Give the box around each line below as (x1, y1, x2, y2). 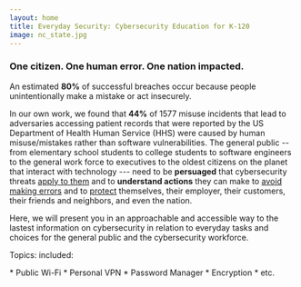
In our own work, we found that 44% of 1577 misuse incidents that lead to (9, 108, 286, 119)
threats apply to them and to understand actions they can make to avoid (9, 175, 282, 186)
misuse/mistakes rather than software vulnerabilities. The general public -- (9, 137, 289, 148)
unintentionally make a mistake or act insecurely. (9, 90, 193, 101)
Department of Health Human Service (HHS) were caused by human (9, 127, 266, 138)
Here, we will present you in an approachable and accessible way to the (9, 213, 279, 223)
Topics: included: (9, 249, 75, 260)
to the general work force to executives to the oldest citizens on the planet (9, 156, 288, 167)
